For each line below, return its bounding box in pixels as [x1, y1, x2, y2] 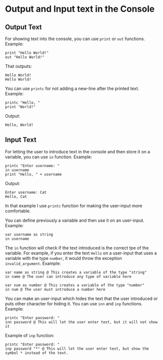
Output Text [5, 23, 42, 31]
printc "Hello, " [5, 100, 40, 105]
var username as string [5, 232, 54, 237]
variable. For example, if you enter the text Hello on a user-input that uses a [5, 250, 157, 256]
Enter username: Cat [5, 190, 47, 195]
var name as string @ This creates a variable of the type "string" [5, 270, 147, 275]
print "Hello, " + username [5, 172, 62, 177]
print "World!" [5, 105, 36, 109]
